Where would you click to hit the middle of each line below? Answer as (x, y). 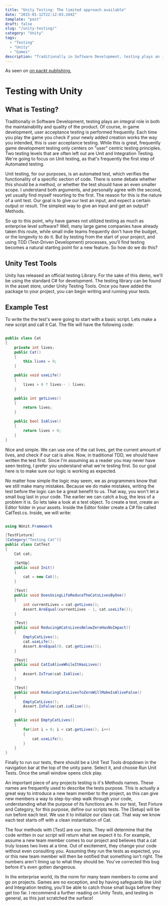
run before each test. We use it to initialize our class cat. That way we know (83, 815)
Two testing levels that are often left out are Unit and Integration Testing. (79, 154)
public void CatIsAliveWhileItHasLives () (58, 665)
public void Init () (34, 567)
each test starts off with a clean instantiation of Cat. (58, 820)
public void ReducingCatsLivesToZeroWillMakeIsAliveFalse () (78, 692)
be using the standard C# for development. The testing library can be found (83, 281)
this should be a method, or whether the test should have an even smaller (81, 185)
